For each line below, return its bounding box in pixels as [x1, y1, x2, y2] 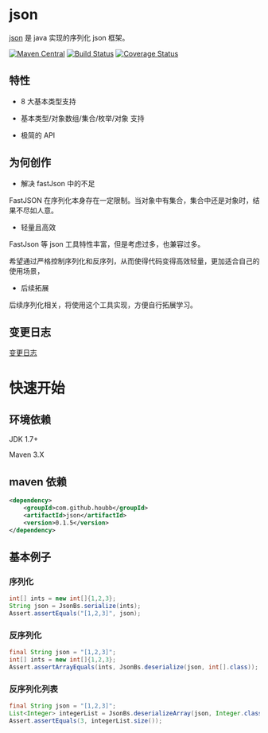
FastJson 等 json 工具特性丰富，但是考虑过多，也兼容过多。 [9, 239, 205, 248]
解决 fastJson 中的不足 [20, 178, 95, 188]
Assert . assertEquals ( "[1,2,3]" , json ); [9, 610, 142, 618]
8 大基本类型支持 [20, 96, 76, 106]
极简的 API [20, 130, 56, 140]
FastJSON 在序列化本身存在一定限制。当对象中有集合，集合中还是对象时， [9, 195, 253, 205]
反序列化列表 [9, 683, 59, 694]
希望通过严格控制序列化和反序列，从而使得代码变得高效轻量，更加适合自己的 [9, 256, 260, 266]
